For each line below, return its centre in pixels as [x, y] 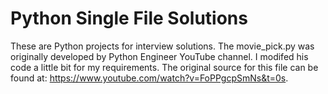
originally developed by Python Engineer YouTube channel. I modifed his [159, 56]
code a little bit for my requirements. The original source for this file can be [164, 67]
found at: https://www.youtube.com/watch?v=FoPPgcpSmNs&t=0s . [149, 78]
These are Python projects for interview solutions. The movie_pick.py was [162, 46]
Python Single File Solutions [129, 18]
